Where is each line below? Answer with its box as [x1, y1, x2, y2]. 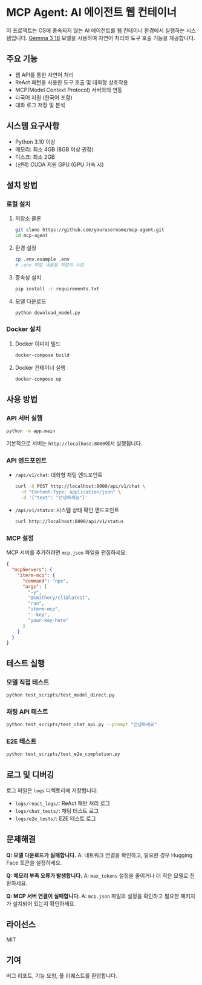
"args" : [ [22, 583, 47, 590]
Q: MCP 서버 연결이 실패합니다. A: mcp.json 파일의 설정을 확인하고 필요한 [6, 892, 180, 900]
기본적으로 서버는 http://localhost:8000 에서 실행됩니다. [6, 440, 143, 447]
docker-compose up [15, 376, 62, 382]
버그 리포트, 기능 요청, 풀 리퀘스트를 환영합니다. [6, 972, 118, 980]
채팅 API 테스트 [6, 707, 48, 716]
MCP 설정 [6, 534, 34, 543]
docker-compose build [15, 352, 70, 358]
